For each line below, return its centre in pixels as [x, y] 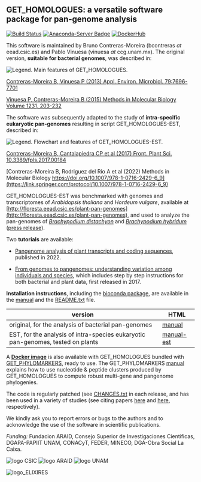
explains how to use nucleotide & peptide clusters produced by [84, 369]
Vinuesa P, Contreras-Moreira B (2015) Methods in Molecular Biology [91, 99]
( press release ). [25, 227]
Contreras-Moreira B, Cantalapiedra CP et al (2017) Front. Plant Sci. [89, 153]
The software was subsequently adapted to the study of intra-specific [93, 117]
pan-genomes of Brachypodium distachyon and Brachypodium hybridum [97, 221]
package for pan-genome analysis [72, 20]
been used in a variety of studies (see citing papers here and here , [88, 400]
